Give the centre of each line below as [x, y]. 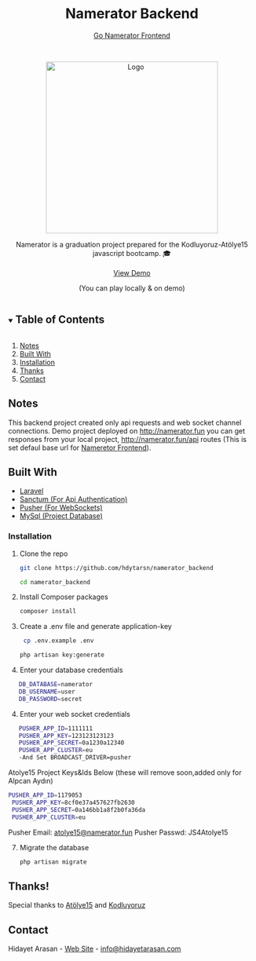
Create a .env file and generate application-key [96, 627]
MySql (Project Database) [61, 516]
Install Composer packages [64, 597]
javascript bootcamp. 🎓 [132, 253]
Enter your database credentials [71, 670]
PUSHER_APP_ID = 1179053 [45, 795]
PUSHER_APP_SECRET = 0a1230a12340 [71, 743]
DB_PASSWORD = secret [50, 699]
